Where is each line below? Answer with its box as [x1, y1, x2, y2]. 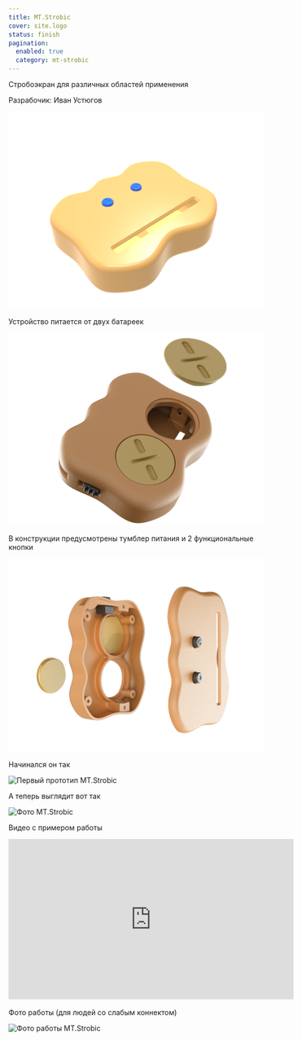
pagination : [8, 39, 49, 47]
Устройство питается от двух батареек [8, 316, 144, 326]
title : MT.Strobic [8, 13, 71, 21]
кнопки [8, 542, 34, 552]
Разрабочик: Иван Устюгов [8, 95, 103, 105]
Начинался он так [8, 759, 71, 769]
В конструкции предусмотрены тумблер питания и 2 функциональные [8, 534, 254, 543]
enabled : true [15, 47, 63, 56]
